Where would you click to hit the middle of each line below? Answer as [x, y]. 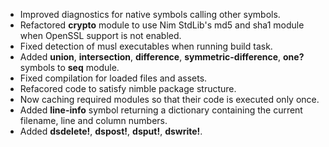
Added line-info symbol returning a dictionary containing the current [161, 110]
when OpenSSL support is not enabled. [100, 35]
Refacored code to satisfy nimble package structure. [128, 88]
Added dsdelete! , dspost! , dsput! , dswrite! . [111, 131]
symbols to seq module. [69, 67]
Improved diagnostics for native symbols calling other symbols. [150, 14]
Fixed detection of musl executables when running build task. [146, 46]
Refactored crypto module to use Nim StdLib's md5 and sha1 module [162, 25]
